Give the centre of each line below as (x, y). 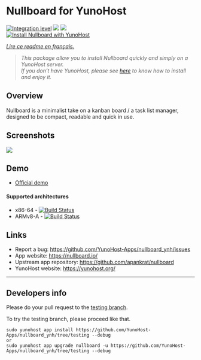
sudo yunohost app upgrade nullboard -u (57, 346)
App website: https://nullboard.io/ (56, 256)
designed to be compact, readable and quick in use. (70, 117)
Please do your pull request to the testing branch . (67, 307)
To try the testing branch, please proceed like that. (68, 319)
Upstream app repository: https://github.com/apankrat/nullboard (95, 262)
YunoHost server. (42, 64)
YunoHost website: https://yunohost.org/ (65, 268)
